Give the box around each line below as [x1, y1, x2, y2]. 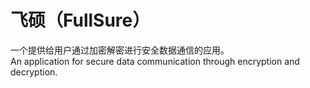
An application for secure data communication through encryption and [10, 55, 300, 67]
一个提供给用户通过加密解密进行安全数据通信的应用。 [10, 44, 230, 56]
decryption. [10, 66, 58, 78]
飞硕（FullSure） [10, 9, 151, 32]
